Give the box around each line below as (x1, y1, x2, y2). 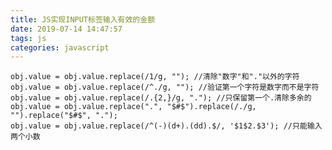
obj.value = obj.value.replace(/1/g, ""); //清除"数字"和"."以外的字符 (10, 72, 300, 82)
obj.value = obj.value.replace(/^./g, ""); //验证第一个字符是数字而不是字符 (10, 82, 320, 93)
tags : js (10, 33, 47, 43)
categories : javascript (10, 42, 110, 53)
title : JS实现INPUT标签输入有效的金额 (10, 14, 156, 25)
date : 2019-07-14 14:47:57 (10, 24, 123, 34)
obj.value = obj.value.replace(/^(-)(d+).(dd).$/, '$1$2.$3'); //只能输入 (10, 121, 323, 131)
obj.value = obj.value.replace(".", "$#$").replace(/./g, (10, 102, 257, 112)
